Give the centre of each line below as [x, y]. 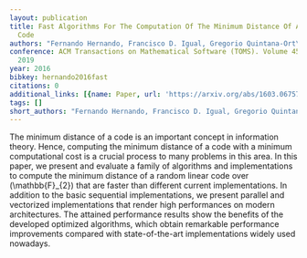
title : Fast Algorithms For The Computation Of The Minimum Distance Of [151, 26]
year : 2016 [30, 69]
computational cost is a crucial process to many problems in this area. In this [153, 157]
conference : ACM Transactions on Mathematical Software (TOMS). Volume [148, 52]
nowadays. [30, 243]
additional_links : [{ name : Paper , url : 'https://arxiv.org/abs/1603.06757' [157, 94]
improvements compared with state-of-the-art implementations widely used [153, 234]
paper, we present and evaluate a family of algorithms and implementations [151, 166]
